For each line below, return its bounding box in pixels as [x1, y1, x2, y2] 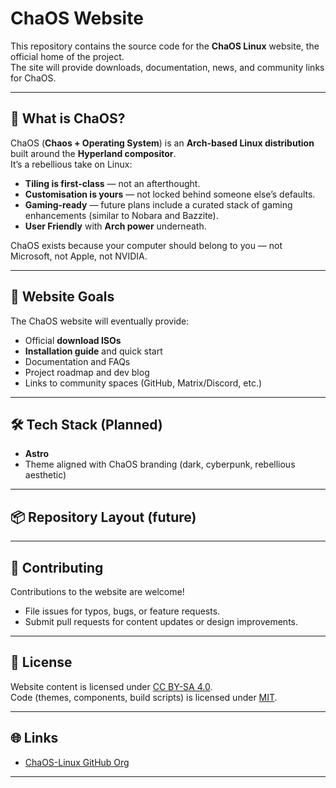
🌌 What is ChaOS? [10, 110, 126, 127]
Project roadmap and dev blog [24, 366, 150, 378]
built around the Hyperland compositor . [10, 147, 177, 159]
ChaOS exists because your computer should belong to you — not [10, 239, 283, 251]
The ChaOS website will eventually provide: [10, 315, 190, 327]
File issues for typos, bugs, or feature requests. [24, 605, 221, 617]
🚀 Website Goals [10, 288, 115, 306]
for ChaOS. [10, 72, 57, 84]
